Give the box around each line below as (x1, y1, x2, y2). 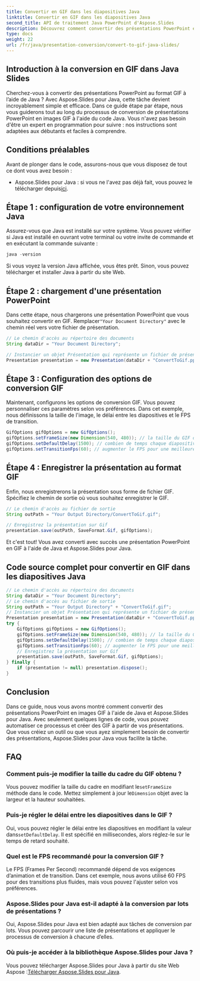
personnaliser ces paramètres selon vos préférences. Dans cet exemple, (6, 405, 185, 413)
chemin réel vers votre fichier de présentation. (6, 324, 120, 331)
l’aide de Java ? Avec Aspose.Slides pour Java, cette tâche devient (6, 96, 170, 103)
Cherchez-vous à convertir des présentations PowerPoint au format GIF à (6, 89, 186, 96)
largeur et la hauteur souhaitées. (6, 796, 86, 803)
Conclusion (6, 687, 50, 697)
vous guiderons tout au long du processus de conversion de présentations (6, 108, 189, 115)
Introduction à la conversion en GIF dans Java (6, 64, 179, 75)
